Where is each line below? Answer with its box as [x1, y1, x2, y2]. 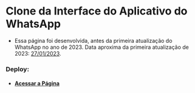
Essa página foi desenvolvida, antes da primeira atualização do [14, 37, 173, 44]
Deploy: [5, 65, 30, 73]
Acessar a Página [14, 80, 60, 87]
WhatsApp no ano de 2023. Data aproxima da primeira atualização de [14, 43, 189, 51]
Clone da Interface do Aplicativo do [5, 4, 188, 18]
